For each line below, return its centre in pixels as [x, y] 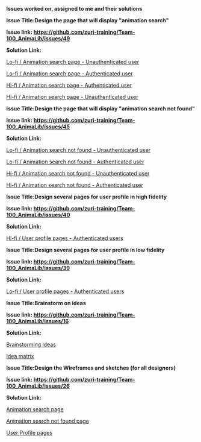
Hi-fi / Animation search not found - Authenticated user [75, 185]
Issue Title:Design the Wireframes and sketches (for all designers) [91, 368]
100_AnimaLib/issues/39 [38, 268]
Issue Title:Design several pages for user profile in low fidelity [85, 250]
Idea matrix [20, 356]
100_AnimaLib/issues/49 [38, 38]
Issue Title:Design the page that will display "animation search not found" [101, 109]
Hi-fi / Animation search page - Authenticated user [69, 85]
